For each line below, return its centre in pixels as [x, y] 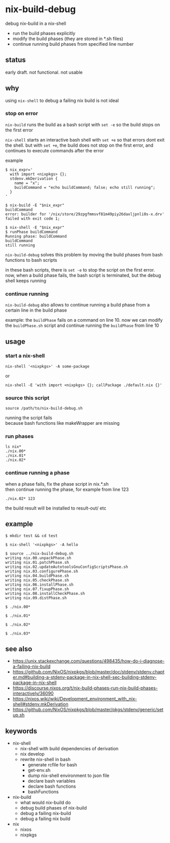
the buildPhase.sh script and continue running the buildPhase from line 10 [82, 325]
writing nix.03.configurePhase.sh [42, 571]
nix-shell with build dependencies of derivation [69, 749]
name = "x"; [27, 183]
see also [19, 649]
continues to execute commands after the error [55, 150]
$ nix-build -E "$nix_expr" [35, 205]
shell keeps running [26, 281]
